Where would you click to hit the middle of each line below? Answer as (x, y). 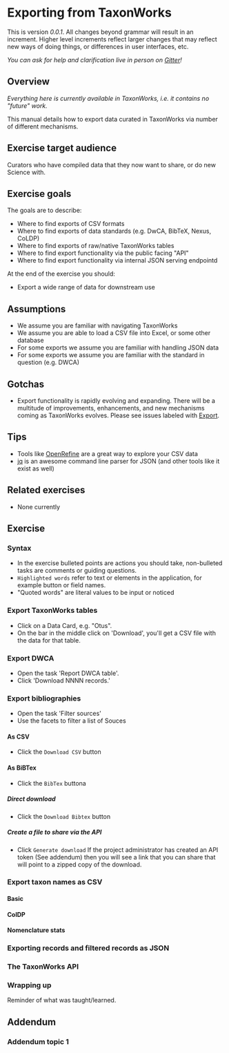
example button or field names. (61, 585)
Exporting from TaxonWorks (90, 13)
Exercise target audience (62, 148)
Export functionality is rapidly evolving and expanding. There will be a (116, 401)
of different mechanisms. (43, 126)
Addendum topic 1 (38, 1041)
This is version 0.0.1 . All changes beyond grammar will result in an (100, 32)
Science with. (27, 172)
